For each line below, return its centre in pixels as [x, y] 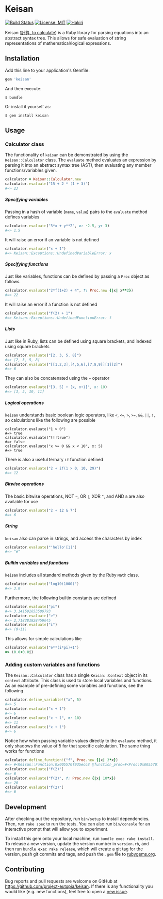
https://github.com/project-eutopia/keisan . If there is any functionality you [79, 886]
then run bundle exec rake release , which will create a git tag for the [74, 849]
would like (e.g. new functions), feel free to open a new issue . [67, 891]
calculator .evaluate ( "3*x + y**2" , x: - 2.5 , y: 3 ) [57, 226]
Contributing [25, 870]
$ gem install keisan [27, 116]
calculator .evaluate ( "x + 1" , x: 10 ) [43, 718]
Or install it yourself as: [28, 106]
